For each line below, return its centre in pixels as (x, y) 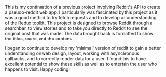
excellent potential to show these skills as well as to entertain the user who (81, 64)
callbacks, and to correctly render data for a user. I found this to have (76, 58)
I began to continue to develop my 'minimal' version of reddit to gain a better (83, 48)
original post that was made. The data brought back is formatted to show (79, 33)
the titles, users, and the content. (39, 38)
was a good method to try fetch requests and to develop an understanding (81, 18)
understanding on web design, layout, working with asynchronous (72, 53)
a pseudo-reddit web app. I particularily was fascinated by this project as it (81, 12)
